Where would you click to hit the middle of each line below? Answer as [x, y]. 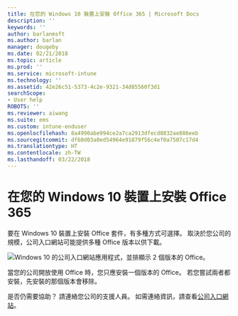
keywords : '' [27, 27]
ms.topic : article [34, 60]
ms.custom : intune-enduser [47, 126]
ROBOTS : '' [23, 107]
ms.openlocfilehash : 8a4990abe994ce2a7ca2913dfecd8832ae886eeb [103, 133]
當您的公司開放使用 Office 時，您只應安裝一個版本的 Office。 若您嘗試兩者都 [119, 272]
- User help [25, 100]
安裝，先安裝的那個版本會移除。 [54, 281]
